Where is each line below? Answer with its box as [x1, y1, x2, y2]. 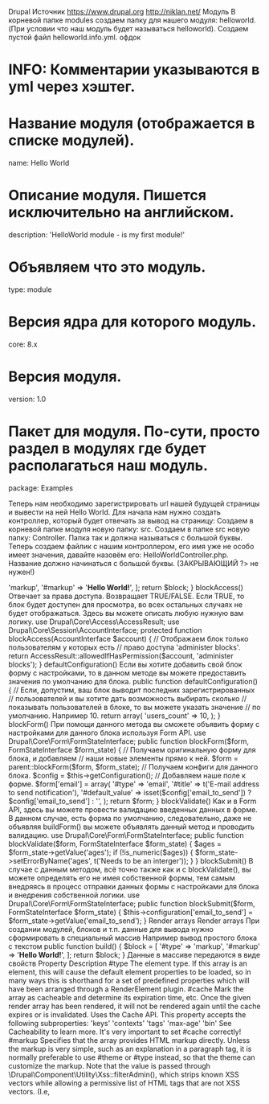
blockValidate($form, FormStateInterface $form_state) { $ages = [8, 839, 222, 848]
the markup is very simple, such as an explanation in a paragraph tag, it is [8, 1044, 252, 1053]
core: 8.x [8, 339, 38, 349]
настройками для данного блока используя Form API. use [8, 728, 206, 737]
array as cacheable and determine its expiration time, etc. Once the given [8, 992, 251, 1002]
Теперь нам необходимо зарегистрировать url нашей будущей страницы [8, 499, 260, 508]
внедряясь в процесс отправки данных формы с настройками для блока [8, 881, 259, 891]
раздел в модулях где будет [8, 440, 206, 458]
